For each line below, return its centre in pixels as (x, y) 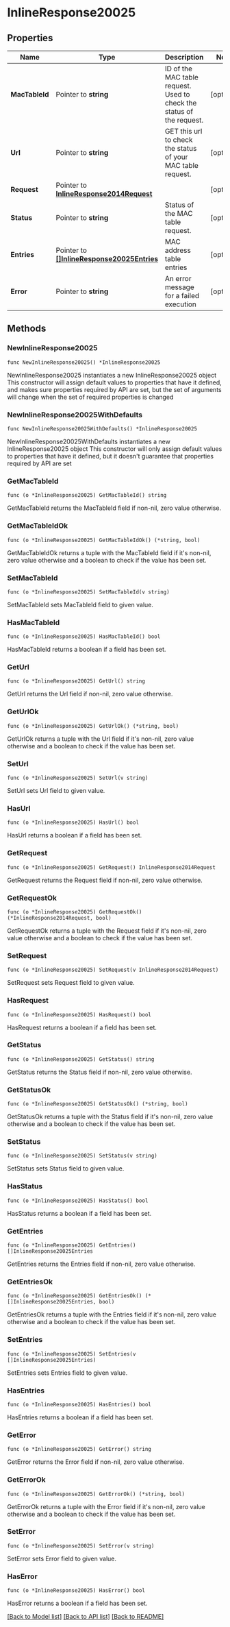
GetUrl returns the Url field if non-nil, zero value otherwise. (90, 694)
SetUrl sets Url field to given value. (56, 791)
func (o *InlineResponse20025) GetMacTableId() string (87, 496)
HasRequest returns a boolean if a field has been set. (82, 1027)
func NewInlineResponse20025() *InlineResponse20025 (84, 362)
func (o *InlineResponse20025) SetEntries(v (72, 1354)
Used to (177, 94)
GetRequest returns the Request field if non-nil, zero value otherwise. (105, 880)
